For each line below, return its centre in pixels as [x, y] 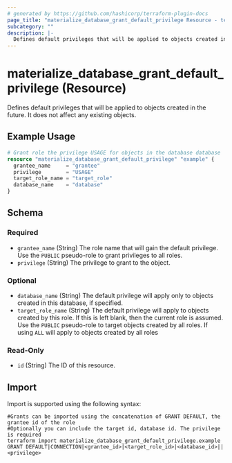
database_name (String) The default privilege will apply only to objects [115, 295]
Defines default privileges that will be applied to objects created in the [107, 107]
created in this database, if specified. [70, 303]
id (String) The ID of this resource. [66, 365]
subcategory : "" [30, 26]
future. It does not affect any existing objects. [72, 115]
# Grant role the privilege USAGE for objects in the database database [114, 152]
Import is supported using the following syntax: [74, 404]
